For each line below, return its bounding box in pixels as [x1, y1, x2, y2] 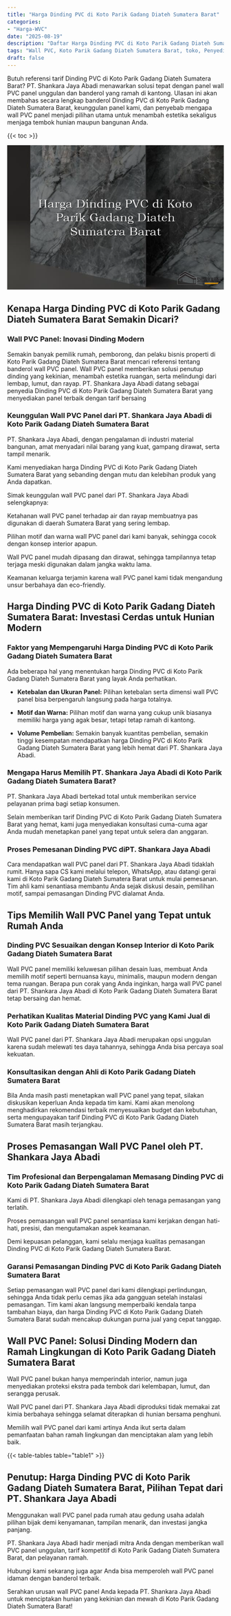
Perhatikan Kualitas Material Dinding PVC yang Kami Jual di [7, 1011, 211, 1021]
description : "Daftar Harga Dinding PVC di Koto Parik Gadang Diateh [7, 40, 211, 47]
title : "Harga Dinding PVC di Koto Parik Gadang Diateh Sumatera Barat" [7, 11, 220, 18]
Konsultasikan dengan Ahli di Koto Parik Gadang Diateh [7, 1067, 196, 1077]
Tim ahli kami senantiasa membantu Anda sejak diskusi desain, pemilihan [7, 882, 214, 890]
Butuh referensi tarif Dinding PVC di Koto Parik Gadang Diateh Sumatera [7, 74, 212, 82]
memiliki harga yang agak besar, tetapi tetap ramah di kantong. [16, 716, 196, 724]
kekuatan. [7, 1050, 36, 1059]
